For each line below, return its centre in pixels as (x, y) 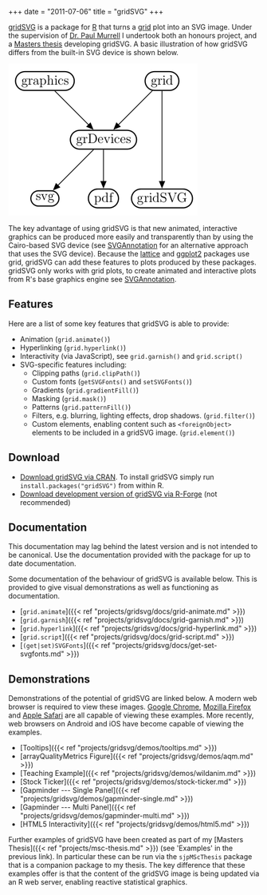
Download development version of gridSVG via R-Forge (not (118, 494)
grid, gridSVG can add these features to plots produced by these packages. (132, 262)
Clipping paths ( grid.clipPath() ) (86, 373)
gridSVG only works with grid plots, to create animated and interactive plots (132, 270)
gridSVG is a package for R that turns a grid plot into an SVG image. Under (130, 27)
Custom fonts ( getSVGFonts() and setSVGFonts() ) (112, 381)
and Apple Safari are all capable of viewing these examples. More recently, (131, 715)
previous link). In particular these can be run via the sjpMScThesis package (130, 857)
